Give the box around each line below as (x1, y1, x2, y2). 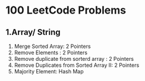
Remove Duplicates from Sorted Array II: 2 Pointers (14, 61, 140, 69)
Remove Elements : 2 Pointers (14, 49, 87, 56)
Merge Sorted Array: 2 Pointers (14, 43, 91, 50)
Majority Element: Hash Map (14, 68, 84, 74)
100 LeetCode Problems (5, 4, 126, 17)
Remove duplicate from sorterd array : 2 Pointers (14, 56, 134, 62)
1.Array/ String (5, 27, 61, 37)
